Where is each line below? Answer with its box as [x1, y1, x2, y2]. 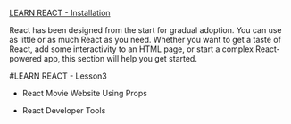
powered [9, 54, 42, 63]
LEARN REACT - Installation [9, 8, 111, 18]
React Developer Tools [21, 105, 106, 115]
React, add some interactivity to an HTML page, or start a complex [9, 44, 254, 54]
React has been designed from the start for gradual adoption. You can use [9, 25, 282, 35]
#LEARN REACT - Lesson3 [9, 70, 107, 81]
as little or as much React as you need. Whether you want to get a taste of [9, 35, 281, 45]
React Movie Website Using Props [21, 88, 147, 98]
